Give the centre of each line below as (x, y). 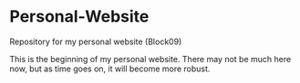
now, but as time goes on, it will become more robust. (110, 69)
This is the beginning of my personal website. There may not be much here (150, 59)
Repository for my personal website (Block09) (96, 41)
